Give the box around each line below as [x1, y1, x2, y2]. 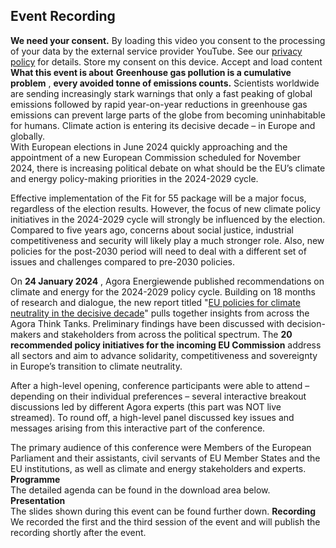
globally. [10, 130, 46, 142]
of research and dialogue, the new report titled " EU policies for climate [10, 296, 301, 308]
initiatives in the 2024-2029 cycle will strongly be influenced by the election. [10, 213, 326, 225]
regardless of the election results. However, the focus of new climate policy [10, 202, 321, 214]
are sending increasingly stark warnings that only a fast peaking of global [10, 87, 313, 99]
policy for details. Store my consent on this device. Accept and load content [10, 55, 323, 68]
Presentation [10, 494, 66, 506]
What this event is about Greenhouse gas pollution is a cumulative [10, 66, 292, 78]
